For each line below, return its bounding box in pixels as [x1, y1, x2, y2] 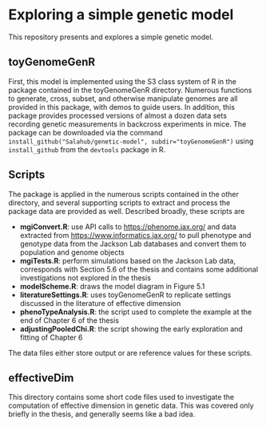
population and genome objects [19, 247, 125, 257]
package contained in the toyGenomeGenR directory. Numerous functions [8, 85, 252, 95]
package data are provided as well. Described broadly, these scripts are [8, 206, 245, 216]
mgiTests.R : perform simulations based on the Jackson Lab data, [19, 256, 236, 265]
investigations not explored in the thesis [19, 272, 152, 282]
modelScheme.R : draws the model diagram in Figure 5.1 [19, 281, 205, 291]
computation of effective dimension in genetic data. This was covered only [8, 401, 254, 410]
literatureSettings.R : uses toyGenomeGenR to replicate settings [19, 290, 232, 300]
